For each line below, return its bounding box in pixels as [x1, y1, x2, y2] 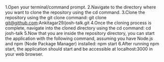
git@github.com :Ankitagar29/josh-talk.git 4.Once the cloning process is [5, 20, 152, 26]
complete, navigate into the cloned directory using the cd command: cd [5, 25, 151, 31]
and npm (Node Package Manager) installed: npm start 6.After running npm [5, 41, 160, 46]
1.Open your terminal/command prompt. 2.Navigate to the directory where [5, 4, 156, 10]
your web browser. [5, 51, 44, 57]
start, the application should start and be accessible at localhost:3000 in [5, 46, 153, 52]
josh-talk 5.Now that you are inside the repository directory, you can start [5, 31, 155, 36]
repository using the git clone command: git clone [5, 15, 107, 20]
